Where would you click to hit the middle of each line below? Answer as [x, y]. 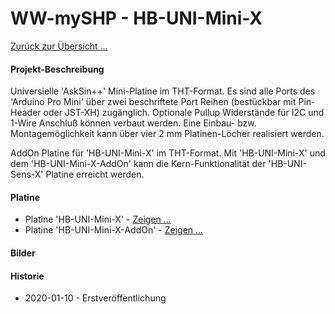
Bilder [23, 253]
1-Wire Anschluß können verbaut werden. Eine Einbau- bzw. [133, 123]
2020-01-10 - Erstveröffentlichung [95, 298]
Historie [27, 276]
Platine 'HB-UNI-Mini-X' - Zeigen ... [98, 219]
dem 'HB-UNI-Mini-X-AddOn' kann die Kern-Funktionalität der [138, 164]
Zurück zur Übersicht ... [59, 46]
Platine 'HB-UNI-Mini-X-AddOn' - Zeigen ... [114, 230]
